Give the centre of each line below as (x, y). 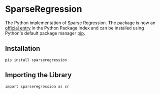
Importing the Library (38, 75)
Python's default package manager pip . (45, 33)
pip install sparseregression (36, 60)
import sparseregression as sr (37, 86)
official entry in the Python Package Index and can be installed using (75, 28)
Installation (23, 48)
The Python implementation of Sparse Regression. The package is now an (80, 23)
